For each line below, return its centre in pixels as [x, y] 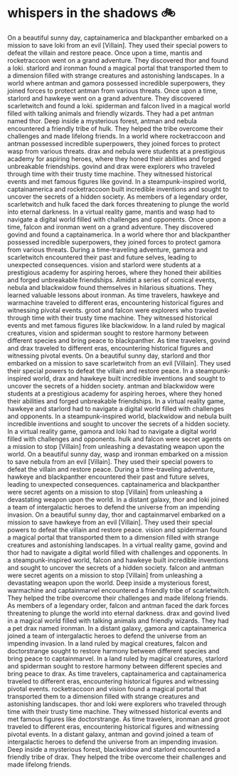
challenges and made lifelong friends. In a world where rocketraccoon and [116, 136]
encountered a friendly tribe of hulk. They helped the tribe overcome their [116, 128]
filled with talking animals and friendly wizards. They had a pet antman [111, 113]
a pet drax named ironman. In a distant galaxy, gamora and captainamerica [117, 628]
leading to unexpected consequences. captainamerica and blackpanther [114, 484]
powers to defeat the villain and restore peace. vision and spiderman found [117, 529]
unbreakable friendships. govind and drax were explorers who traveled [111, 166]
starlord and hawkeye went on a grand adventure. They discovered [106, 98]
